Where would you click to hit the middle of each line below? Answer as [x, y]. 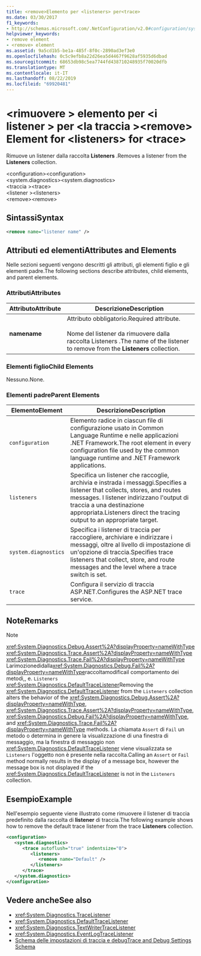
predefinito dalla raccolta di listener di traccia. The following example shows [100, 820]
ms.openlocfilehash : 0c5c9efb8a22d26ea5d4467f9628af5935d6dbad [87, 56]
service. [82, 599]
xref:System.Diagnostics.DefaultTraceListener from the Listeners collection [100, 691]
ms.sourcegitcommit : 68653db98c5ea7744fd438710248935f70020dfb [87, 62]
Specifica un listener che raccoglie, [120, 475]
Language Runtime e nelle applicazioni [124, 436]
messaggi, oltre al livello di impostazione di [130, 545]
